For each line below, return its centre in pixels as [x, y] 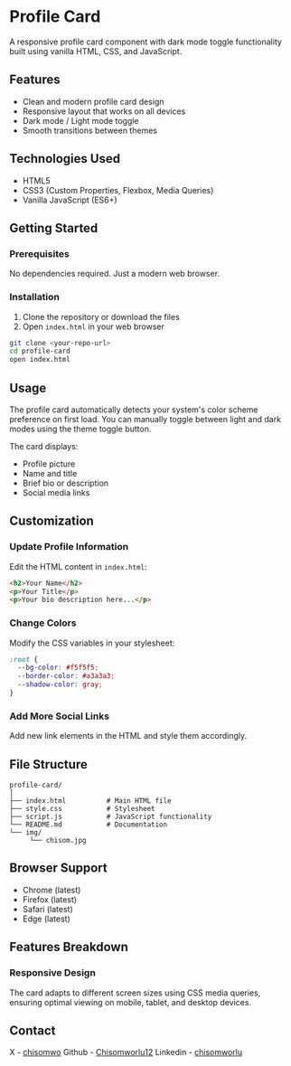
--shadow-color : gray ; [60, 684]
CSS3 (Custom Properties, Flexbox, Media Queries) [118, 190]
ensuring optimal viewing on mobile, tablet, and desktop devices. [130, 1002]
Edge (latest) [46, 919]
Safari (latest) [48, 909]
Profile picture [49, 464]
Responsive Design [53, 973]
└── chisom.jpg [58, 841]
